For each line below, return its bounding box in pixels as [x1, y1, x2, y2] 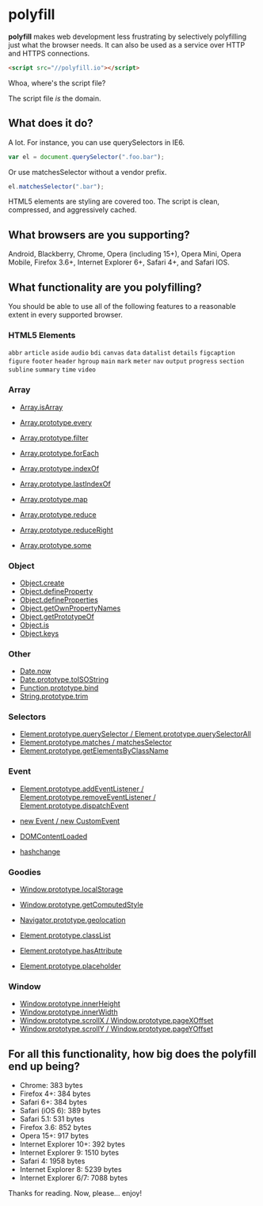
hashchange [19, 846, 61, 856]
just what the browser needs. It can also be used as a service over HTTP [8, 40, 246, 49]
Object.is [19, 620, 50, 630]
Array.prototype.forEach [19, 448, 99, 458]
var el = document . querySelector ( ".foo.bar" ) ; [8, 153, 165, 161]
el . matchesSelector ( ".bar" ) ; [8, 182, 105, 191]
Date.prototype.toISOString [19, 675, 109, 684]
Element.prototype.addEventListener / [19, 784, 144, 793]
